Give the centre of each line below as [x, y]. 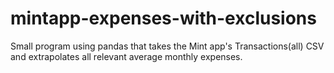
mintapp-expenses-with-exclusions [163, 18]
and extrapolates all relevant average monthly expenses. [126, 56]
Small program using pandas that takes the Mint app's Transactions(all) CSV [167, 46]
